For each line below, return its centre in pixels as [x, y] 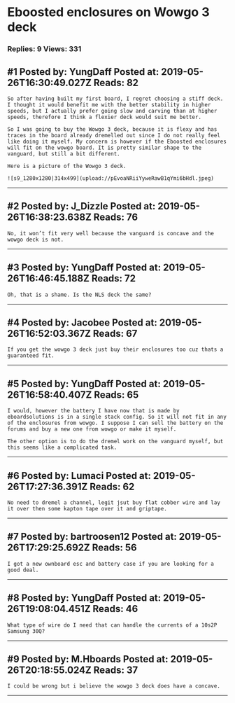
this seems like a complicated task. [62, 448]
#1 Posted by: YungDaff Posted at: [83, 72]
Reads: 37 [116, 670]
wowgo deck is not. [36, 239]
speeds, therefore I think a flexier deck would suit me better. [104, 117]
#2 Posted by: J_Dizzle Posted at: [81, 206]
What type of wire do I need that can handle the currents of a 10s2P [112, 625]
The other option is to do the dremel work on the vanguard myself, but [115, 442]
